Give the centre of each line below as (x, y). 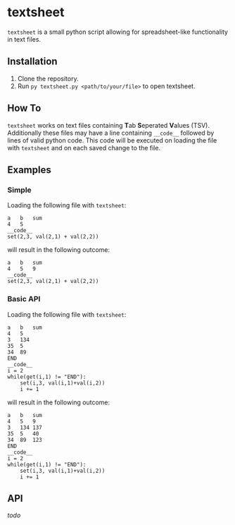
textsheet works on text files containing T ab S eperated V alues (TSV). (108, 125)
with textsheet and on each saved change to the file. (84, 147)
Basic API (24, 299)
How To (24, 108)
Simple (19, 190)
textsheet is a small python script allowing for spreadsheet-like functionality (118, 32)
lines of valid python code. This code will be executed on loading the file (112, 140)
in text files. (24, 39)
